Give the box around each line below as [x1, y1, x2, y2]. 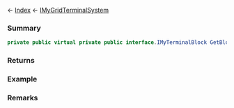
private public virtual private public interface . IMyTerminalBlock [7, 39, 208, 46]
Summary [7, 23, 42, 33]
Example [7, 75, 38, 84]
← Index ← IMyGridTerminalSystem [7, 6, 109, 14]
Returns [7, 56, 35, 65]
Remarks [7, 93, 38, 102]
